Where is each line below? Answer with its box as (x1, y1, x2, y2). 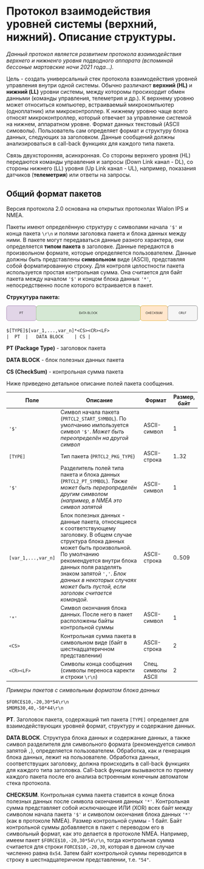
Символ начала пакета (60, 408, 120, 416)
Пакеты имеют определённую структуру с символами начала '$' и (6, 223, 183, 230)
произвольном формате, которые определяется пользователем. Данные (6, 249, 197, 257)
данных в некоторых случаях (60, 576, 137, 584)
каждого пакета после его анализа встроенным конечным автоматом (6, 773, 188, 781)
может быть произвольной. (60, 544, 132, 552)
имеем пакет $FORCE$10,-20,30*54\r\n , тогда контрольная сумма (6, 837, 174, 844)
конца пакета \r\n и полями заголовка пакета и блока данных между (6, 230, 187, 237)
